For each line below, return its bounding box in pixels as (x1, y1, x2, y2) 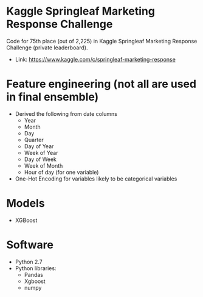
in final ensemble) (6, 90, 99, 104)
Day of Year (24, 142, 54, 150)
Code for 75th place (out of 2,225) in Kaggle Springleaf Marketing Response (6, 37, 198, 45)
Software (6, 238, 53, 251)
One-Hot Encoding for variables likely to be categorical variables (15, 175, 177, 182)
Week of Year (24, 149, 58, 156)
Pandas (24, 271, 44, 278)
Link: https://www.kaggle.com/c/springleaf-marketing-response (15, 55, 176, 63)
